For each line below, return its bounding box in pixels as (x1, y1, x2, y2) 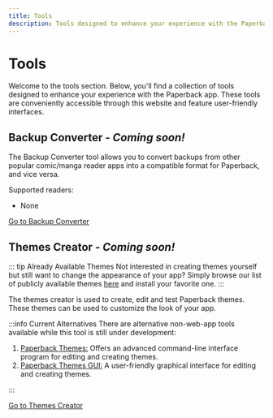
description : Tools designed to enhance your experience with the (8, 19, 238, 28)
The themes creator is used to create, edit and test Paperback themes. (8, 295, 245, 304)
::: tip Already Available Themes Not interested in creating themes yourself (8, 261, 258, 272)
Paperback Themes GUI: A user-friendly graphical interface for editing (19, 360, 256, 370)
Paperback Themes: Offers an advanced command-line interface (19, 343, 239, 353)
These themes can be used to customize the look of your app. (8, 304, 217, 313)
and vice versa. (8, 170, 60, 179)
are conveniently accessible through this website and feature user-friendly (8, 98, 258, 108)
